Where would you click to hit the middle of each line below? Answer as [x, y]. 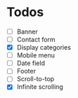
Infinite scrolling [40, 87]
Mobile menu [36, 55]
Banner [27, 31]
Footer [26, 71]
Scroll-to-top [35, 79]
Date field [31, 63]
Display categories [44, 48]
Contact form [36, 40]
